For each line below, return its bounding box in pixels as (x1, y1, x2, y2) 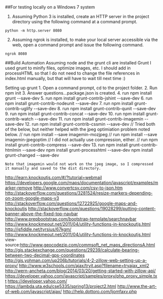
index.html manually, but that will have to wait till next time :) (5, 76, 126, 81)
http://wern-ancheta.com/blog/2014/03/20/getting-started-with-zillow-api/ (5, 268, 156, 274)
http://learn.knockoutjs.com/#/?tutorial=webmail (5, 175, 102, 180)
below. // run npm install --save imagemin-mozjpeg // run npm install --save (5, 132, 157, 137)
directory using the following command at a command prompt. (12, 19, 138, 24)
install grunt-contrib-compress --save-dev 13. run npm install (5, 142, 128, 148)
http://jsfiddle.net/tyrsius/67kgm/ (5, 226, 72, 232)
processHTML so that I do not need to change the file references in (5, 70, 140, 76)
